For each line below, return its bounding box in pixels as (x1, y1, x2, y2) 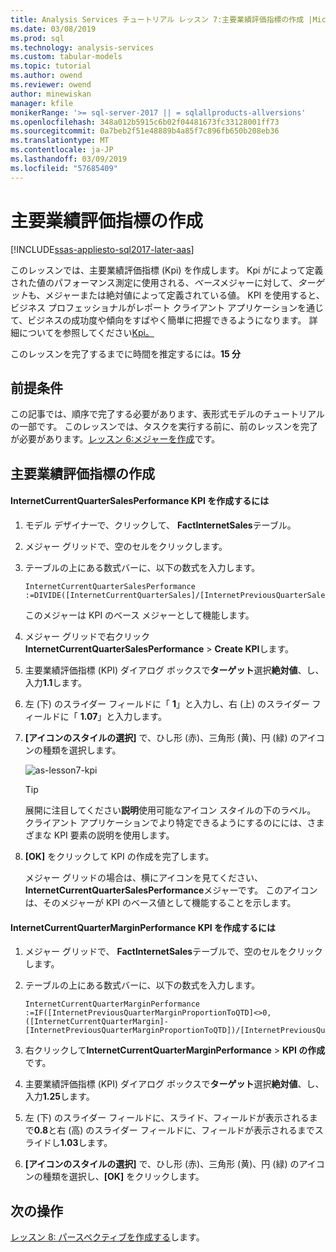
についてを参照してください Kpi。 (18, 326, 155, 338)
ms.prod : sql (10, 33, 65, 43)
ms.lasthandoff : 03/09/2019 (10, 154, 128, 164)
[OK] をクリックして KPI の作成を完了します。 (24, 850, 215, 862)
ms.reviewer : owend (10, 80, 92, 90)
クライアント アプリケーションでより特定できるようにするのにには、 (24, 816, 308, 828)
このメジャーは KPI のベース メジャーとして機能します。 (24, 609, 255, 621)
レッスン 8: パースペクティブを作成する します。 (10, 1231, 205, 1243)
